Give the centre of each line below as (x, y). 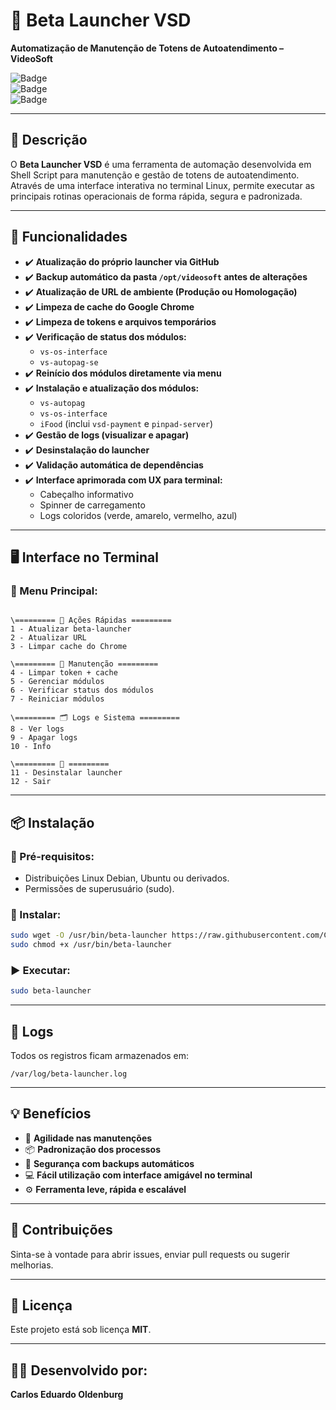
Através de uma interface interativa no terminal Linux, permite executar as (162, 185)
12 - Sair (31, 782)
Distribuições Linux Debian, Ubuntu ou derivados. (127, 878)
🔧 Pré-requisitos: (52, 856)
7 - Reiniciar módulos (57, 699)
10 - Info (31, 747)
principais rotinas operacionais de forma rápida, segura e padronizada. (156, 196)
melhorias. (32, 1265)
